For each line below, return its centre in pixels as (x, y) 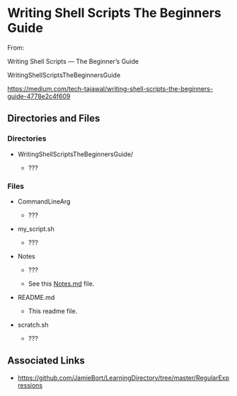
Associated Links (46, 361)
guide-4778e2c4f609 (39, 96)
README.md (36, 297)
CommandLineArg (44, 201)
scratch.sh (33, 325)
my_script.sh (36, 228)
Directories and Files (54, 118)
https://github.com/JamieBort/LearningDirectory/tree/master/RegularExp (123, 378)
